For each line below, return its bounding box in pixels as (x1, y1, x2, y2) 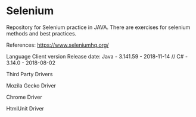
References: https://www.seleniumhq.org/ (6, 41, 109, 48)
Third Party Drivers (6, 70, 53, 77)
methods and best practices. (6, 30, 77, 37)
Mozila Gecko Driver (6, 82, 57, 89)
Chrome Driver (6, 93, 43, 100)
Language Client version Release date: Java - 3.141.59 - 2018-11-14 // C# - (6, 53, 188, 60)
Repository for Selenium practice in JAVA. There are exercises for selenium (6, 24, 191, 31)
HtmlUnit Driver (6, 105, 45, 112)
